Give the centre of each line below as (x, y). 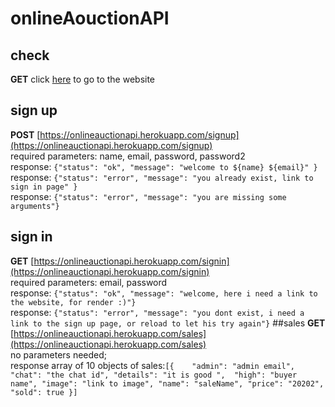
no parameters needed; (59, 354)
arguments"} (35, 206)
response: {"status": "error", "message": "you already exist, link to (162, 177)
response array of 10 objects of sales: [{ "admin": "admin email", (153, 365)
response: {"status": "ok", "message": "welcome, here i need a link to (164, 293)
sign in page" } (44, 187)
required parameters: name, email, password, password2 (128, 156)
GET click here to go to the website (83, 79)
